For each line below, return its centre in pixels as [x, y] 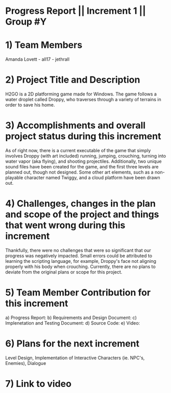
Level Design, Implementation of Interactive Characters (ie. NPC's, [75, 358]
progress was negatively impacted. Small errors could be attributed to [79, 256]
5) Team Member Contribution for [78, 293]
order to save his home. [30, 105]
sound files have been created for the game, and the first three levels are [82, 167]
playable [14, 178]
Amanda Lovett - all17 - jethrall [38, 59]
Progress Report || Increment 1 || [76, 11]
